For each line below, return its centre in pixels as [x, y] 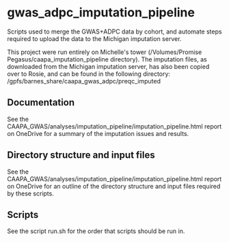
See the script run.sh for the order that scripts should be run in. [96, 231]
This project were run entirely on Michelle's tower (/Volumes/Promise [105, 52]
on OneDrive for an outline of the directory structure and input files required [114, 186]
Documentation [41, 103]
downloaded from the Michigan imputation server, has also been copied [108, 66]
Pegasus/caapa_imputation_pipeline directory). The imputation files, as [107, 59]
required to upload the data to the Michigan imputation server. [94, 38]
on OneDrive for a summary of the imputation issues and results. [98, 133]
